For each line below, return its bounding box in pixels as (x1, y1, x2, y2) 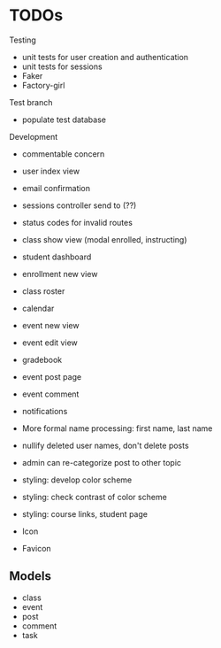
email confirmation (21, 182, 91, 193)
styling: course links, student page (21, 508, 149, 519)
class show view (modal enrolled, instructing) (21, 234, 187, 244)
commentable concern (21, 148, 105, 159)
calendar (21, 303, 55, 313)
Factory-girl (21, 80, 65, 90)
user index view (21, 166, 80, 176)
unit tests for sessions (21, 61, 103, 72)
